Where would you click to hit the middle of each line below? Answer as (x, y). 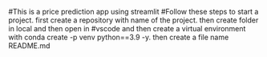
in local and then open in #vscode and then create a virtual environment (127, 28)
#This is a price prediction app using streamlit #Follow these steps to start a (133, 12)
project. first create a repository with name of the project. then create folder (133, 20)
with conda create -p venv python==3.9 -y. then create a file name (119, 37)
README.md (29, 46)
